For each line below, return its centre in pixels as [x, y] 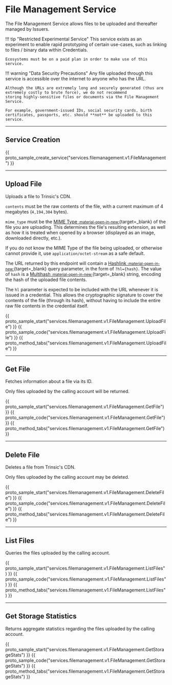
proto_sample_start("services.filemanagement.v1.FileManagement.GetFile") [85, 407]
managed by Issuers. [27, 29]
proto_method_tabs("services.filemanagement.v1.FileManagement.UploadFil [86, 343]
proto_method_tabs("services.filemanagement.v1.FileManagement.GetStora [85, 671]
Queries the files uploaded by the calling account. [58, 553]
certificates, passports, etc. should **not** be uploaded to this [79, 115]
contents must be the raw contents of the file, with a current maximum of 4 [84, 206]
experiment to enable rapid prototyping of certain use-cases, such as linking [86, 44]
